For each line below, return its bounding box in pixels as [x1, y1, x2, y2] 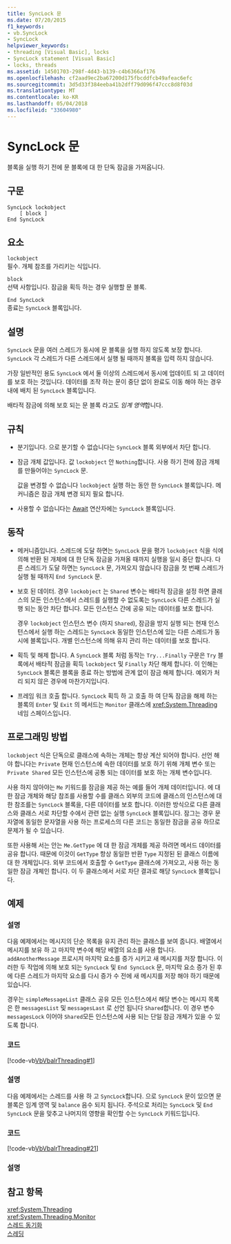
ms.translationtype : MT [7, 87, 76, 94]
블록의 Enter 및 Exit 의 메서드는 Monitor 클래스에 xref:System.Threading [17, 700, 218, 708]
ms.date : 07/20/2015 [7, 17, 67, 24]
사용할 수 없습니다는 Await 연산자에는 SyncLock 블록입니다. [17, 504, 176, 512]
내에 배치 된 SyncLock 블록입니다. [7, 386, 97, 395]
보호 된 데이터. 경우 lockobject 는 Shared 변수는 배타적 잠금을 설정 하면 [17, 586, 210, 595]
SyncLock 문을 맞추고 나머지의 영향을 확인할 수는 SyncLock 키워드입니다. [7, 1109, 200, 1117]
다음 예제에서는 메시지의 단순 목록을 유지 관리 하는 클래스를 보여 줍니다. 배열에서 [7, 937, 223, 946]
